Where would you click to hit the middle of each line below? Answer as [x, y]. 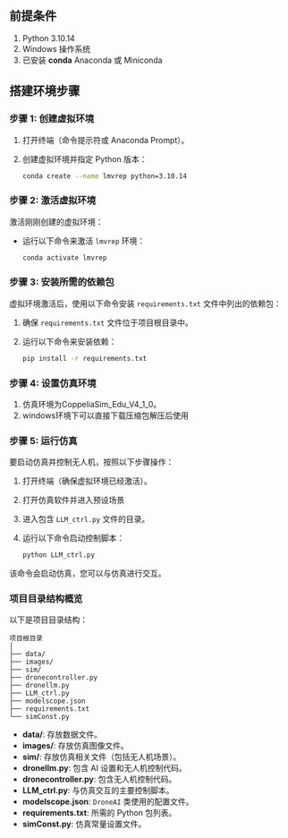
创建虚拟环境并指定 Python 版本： [85, 158]
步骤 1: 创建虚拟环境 [52, 119]
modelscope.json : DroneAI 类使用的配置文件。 [108, 802]
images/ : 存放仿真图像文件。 [75, 746]
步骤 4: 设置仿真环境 [53, 383]
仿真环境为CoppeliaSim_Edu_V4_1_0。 [92, 405]
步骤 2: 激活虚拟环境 [53, 201]
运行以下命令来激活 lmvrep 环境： [84, 241]
